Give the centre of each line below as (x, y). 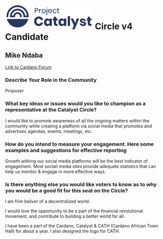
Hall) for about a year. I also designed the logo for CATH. (62, 231)
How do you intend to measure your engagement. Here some (80, 144)
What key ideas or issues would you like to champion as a (75, 104)
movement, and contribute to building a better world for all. (65, 216)
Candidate (27, 37)
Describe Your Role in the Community (51, 80)
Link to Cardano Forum (28, 67)
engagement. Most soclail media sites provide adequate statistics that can (81, 166)
